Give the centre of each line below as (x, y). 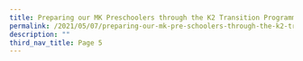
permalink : (30, 26)
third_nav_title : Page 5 (56, 43)
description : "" (40, 34)
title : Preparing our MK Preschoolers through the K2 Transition (134, 17)
